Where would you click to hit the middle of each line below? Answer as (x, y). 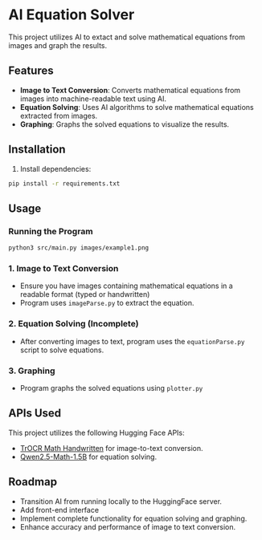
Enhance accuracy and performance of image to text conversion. (127, 526)
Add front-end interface (59, 510)
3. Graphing (32, 371)
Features (31, 71)
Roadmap (33, 482)
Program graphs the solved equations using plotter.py (111, 388)
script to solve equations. (62, 350)
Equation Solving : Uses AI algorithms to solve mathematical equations (137, 107)
